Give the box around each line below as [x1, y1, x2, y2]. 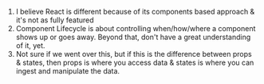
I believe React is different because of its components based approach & [15, 7, 255, 16]
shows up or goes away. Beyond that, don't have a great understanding [15, 32, 251, 42]
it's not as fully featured [15, 15, 94, 25]
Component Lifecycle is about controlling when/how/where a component [15, 24, 256, 33]
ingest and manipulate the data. [15, 66, 120, 75]
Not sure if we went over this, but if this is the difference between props [15, 50, 253, 58]
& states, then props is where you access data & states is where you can [15, 58, 254, 67]
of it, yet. [15, 41, 45, 50]
